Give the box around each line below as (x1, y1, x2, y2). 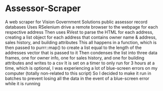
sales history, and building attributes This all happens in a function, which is (5, 39, 157, 45)
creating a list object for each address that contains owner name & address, (5, 34, 157, 40)
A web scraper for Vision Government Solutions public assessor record (5, 19, 147, 25)
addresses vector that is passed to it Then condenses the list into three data (5, 49, 158, 56)
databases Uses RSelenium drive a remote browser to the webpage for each (5, 24, 158, 30)
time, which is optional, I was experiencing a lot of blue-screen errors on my (5, 65, 158, 71)
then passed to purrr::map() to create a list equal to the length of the (5, 45, 142, 50)
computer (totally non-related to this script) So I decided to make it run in (5, 70, 152, 76)
